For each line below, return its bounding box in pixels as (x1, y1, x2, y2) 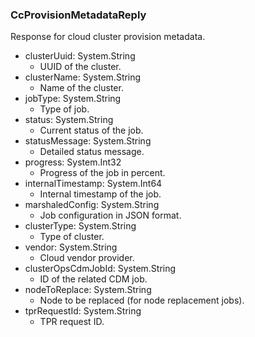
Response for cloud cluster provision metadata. (10, 31, 206, 43)
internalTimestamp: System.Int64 (24, 178, 163, 190)
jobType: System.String (24, 93, 122, 105)
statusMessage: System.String (24, 135, 152, 147)
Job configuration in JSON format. (39, 209, 182, 222)
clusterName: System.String (24, 71, 142, 83)
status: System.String (24, 114, 114, 126)
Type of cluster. (39, 231, 105, 243)
